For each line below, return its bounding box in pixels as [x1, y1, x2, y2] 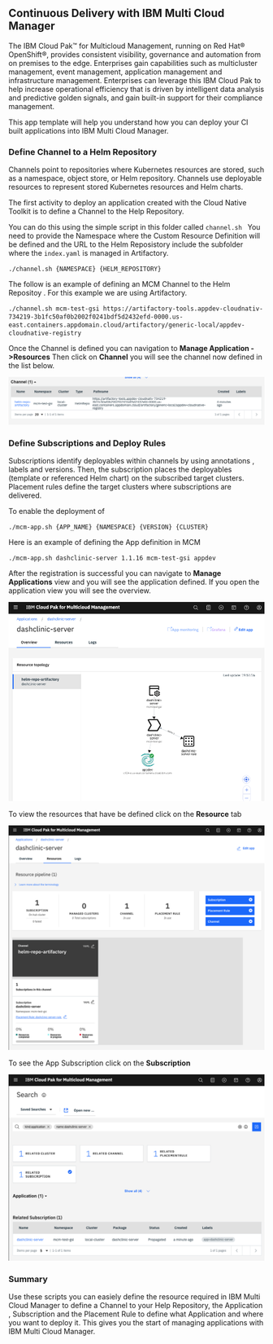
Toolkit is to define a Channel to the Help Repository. [8, 207, 184, 217]
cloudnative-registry [8, 329, 82, 337]
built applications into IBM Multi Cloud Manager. [8, 125, 169, 135]
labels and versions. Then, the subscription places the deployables [8, 464, 232, 475]
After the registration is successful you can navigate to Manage [8, 569, 222, 578]
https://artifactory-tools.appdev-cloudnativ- [102, 305, 264, 313]
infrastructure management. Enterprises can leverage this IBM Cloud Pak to [8, 75, 262, 85]
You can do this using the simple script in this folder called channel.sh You [8, 222, 261, 232]
